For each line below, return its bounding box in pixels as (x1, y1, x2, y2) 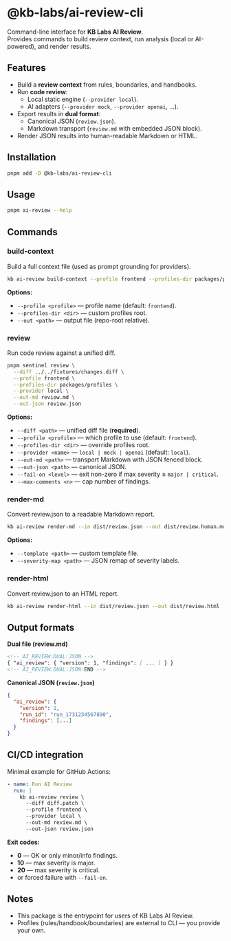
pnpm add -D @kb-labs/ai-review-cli (7, 170, 112, 177)
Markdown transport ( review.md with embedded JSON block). (27, 124, 203, 132)
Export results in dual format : (16, 109, 101, 118)
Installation (7, 151, 56, 163)
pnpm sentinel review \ (7, 362, 76, 369)
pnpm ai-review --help (7, 207, 72, 214)
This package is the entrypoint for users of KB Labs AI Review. (16, 911, 194, 920)
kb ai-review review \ (19, 793, 85, 801)
